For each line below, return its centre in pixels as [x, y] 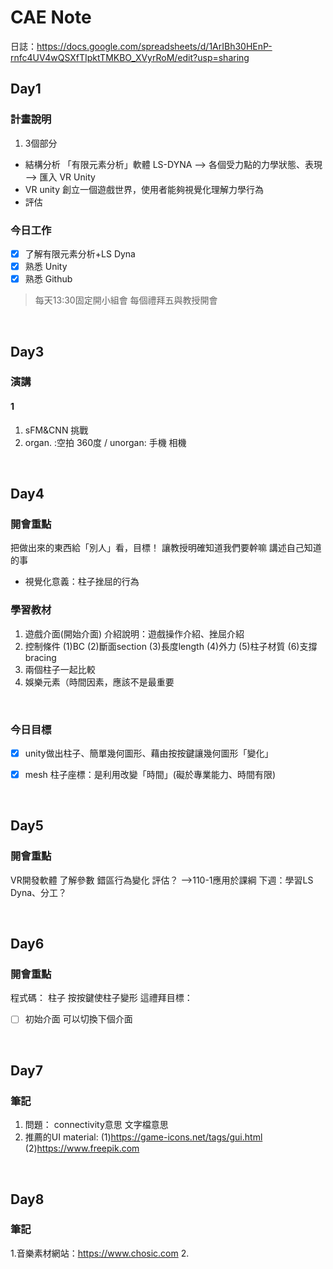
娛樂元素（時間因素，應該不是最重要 [99, 682]
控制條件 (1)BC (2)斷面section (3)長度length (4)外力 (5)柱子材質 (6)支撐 [171, 646]
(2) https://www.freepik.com [82, 1148]
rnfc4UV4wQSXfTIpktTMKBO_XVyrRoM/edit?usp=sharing [130, 57]
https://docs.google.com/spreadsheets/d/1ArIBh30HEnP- [154, 46]
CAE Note [51, 17]
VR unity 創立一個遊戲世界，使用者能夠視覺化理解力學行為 [144, 189]
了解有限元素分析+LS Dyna [80, 253]
